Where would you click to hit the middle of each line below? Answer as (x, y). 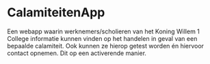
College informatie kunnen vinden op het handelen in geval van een (102, 38)
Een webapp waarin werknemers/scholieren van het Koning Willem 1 (104, 31)
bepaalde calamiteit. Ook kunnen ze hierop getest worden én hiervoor (105, 46)
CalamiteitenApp (56, 13)
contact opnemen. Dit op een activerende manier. (77, 53)
